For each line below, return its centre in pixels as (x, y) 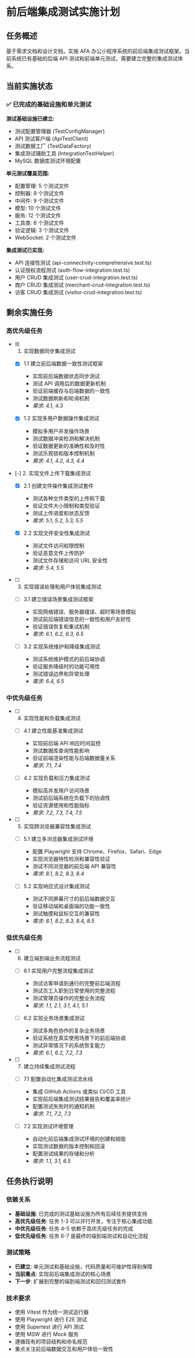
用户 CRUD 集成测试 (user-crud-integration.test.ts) (76, 277)
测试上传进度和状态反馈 (61, 513)
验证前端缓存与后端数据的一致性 (71, 391)
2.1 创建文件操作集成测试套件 (58, 486)
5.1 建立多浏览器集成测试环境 (58, 839)
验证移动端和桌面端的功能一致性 (71, 906)
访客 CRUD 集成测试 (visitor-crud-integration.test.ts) (78, 292)
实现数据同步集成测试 (49, 351)
